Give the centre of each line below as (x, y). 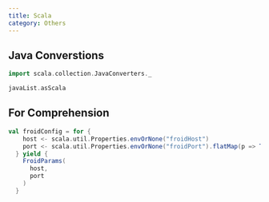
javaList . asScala (37, 89)
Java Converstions (56, 55)
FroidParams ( (44, 161)
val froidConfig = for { (50, 131)
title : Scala (30, 16)
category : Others (37, 23)
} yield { (32, 154)
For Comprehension (59, 113)
